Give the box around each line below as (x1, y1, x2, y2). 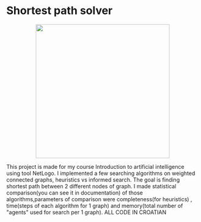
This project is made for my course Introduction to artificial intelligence (6, 163, 185, 170)
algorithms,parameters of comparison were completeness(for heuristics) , (6, 195, 192, 202)
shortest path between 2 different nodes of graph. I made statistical (6, 182, 177, 190)
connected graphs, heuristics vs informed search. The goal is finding (6, 176, 180, 183)
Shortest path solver (6, 4, 113, 18)
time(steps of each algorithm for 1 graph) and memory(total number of (6, 202, 183, 209)
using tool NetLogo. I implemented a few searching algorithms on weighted (6, 169, 196, 177)
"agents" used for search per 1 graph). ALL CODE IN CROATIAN (6, 209, 167, 216)
